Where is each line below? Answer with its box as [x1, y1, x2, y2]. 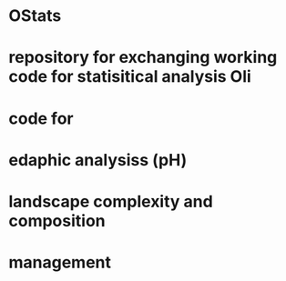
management [8, 252, 111, 273]
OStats [8, 5, 62, 26]
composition [8, 210, 106, 231]
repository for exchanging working [8, 47, 278, 68]
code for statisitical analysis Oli [8, 66, 251, 87]
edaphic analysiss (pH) [8, 149, 188, 170]
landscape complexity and [8, 191, 213, 212]
